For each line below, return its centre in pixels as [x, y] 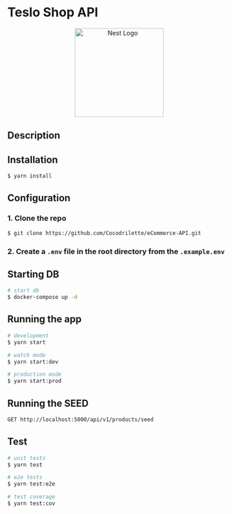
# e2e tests [25, 477]
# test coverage [31, 497]
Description [34, 136]
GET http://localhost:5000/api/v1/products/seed [81, 420]
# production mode [34, 374]
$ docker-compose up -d [43, 297]
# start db [23, 291]
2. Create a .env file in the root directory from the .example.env [116, 251]
